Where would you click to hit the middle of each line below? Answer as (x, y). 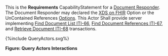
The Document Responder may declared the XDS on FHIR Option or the (80, 13)
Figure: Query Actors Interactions (41, 48)
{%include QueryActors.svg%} (37, 38)
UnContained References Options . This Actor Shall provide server (74, 18)
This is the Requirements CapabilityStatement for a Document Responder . (83, 7)
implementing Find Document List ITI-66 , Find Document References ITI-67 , (84, 23)
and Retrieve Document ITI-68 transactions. (51, 29)
